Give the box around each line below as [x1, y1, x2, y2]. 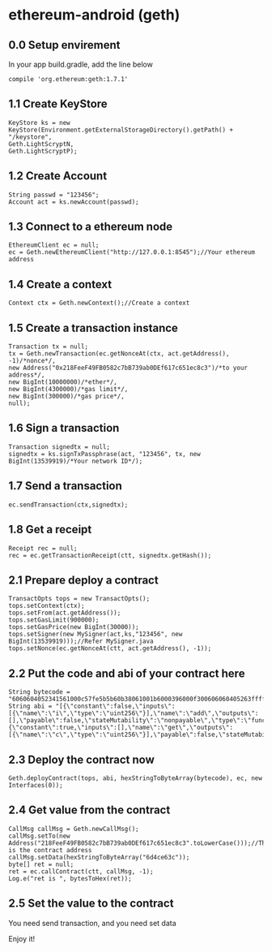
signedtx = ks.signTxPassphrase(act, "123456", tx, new [8, 450, 201, 458]
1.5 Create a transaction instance [8, 321, 178, 334]
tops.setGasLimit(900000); [8, 616, 100, 624]
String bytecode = [8, 688, 70, 696]
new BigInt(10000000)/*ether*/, [8, 378, 117, 386]
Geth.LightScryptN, [8, 140, 74, 148]
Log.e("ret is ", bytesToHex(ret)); [8, 874, 132, 882]
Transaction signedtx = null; [8, 442, 111, 451]
